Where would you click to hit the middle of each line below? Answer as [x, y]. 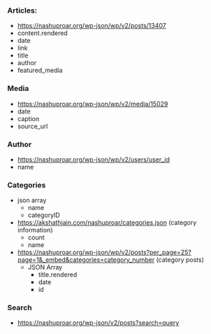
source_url [32, 126]
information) [35, 230]
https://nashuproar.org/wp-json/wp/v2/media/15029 [93, 104]
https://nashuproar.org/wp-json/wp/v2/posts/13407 [92, 26]
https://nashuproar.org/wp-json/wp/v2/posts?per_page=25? [104, 252]
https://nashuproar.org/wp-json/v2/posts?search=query [98, 323]
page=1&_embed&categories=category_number [86, 260]
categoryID [44, 215]
